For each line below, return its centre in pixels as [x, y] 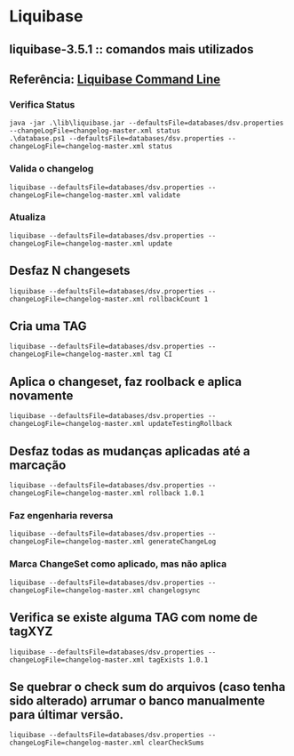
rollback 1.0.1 [176, 494]
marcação [38, 465]
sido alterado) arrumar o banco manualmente [137, 700]
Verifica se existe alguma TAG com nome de [134, 618]
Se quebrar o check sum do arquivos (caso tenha [147, 687]
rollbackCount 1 [178, 299]
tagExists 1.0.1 [178, 660]
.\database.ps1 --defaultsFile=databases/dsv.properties [117, 139]
